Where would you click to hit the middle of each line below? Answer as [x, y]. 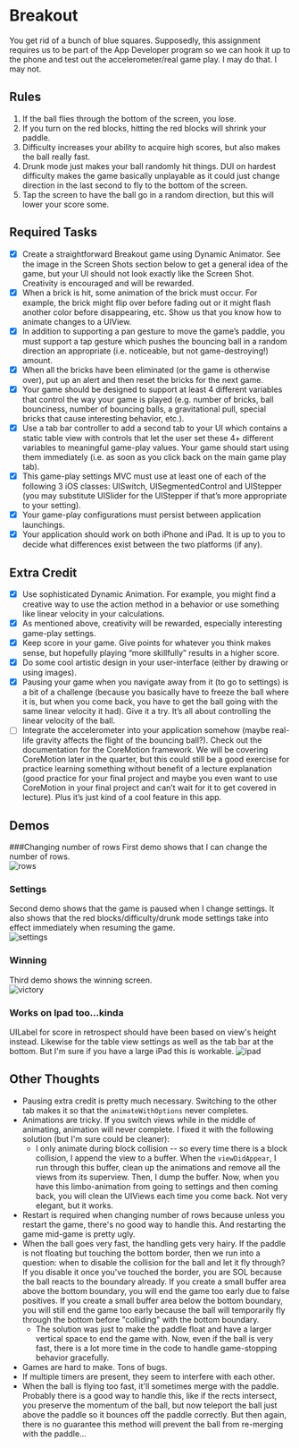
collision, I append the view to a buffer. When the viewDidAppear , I [156, 1158]
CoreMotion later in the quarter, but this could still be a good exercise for [156, 759]
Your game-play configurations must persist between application [141, 515]
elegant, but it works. [75, 1205]
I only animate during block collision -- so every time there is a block [162, 1148]
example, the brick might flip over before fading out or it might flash [146, 302]
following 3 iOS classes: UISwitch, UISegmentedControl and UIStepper [152, 486]
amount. [37, 360]
